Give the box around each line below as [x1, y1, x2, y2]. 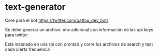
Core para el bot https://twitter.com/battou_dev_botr [5, 17, 109, 23]
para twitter [5, 32, 28, 38]
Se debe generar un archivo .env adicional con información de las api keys [5, 27, 154, 32]
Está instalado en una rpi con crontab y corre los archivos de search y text [5, 41, 153, 47]
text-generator [5, 1, 66, 13]
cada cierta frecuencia [5, 46, 50, 52]
